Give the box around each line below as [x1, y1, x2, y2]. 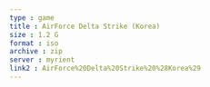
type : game [9, 13, 55, 23]
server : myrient [9, 55, 75, 64]
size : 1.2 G [9, 30, 59, 39]
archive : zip [9, 47, 64, 56]
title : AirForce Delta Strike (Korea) [9, 22, 161, 31]
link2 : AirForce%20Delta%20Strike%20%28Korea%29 [9, 64, 202, 73]
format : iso [9, 38, 59, 48]
